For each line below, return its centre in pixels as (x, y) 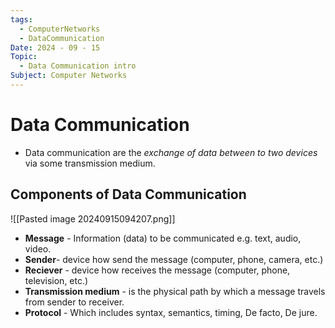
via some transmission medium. (90, 163)
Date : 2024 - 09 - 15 (55, 47)
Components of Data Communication (128, 194)
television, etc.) (56, 280)
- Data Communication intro (78, 66)
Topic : (24, 57)
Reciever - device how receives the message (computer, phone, (157, 270)
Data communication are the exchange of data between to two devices (171, 152)
